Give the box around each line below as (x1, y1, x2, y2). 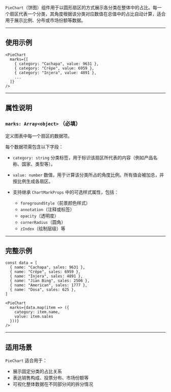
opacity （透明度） (20, 213, 59, 219)
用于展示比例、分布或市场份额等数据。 (5, 17, 85, 23)
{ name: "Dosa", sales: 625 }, (10, 287, 76, 292)
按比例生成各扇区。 (12, 178, 53, 184)
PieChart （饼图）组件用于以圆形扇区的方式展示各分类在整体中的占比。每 (5, 5, 158, 10)
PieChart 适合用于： (5, 357, 47, 364)
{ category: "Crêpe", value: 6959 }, (14, 65, 95, 71)
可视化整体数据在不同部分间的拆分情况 (12, 381, 93, 387)
